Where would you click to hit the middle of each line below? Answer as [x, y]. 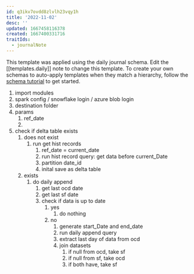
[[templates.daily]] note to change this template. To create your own [90, 68]
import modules [34, 93]
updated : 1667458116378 [36, 28]
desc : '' [17, 23]
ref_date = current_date [70, 150]
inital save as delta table [71, 169]
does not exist [41, 137]
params [24, 112]
